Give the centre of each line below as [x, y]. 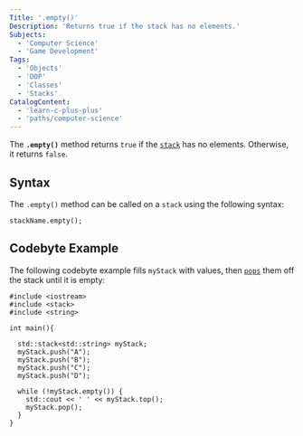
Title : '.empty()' [44, 18]
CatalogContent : [40, 102]
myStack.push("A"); [54, 352]
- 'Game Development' [58, 52]
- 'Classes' [40, 85]
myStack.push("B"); [54, 360]
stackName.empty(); [46, 221]
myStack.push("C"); [54, 367]
